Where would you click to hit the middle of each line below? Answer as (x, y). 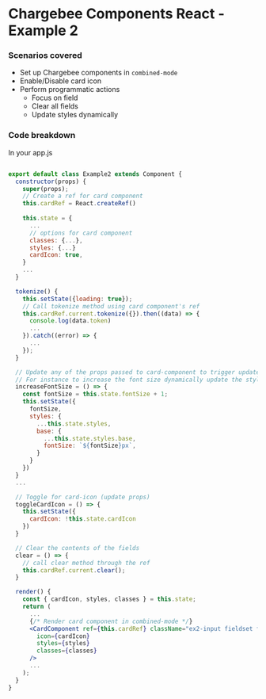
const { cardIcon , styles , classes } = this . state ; (109, 599)
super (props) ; (46, 189)
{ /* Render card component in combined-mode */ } (111, 621)
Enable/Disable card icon (60, 81)
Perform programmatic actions (70, 90)
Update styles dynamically (75, 115)
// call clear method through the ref (86, 563)
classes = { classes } (67, 651)
